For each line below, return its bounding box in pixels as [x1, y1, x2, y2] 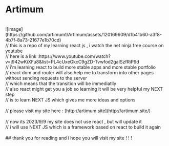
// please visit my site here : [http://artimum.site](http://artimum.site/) [5, 108, 151, 114]
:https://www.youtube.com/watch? [37, 53, 111, 59]
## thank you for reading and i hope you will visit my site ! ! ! [5, 135, 132, 141]
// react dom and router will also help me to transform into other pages [5, 69, 154, 75]
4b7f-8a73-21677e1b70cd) [5, 37, 61, 43]
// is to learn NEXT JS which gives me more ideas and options [5, 96, 136, 103]
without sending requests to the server [5, 75, 87, 81]
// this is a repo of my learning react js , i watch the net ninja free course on [5, 42, 164, 48]
